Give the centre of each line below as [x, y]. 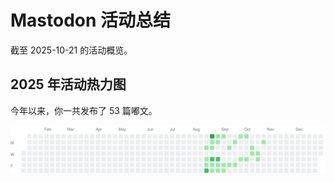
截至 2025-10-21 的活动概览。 [71, 50]
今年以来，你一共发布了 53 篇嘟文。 [84, 110]
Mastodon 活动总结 [91, 20]
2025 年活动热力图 [68, 84]
